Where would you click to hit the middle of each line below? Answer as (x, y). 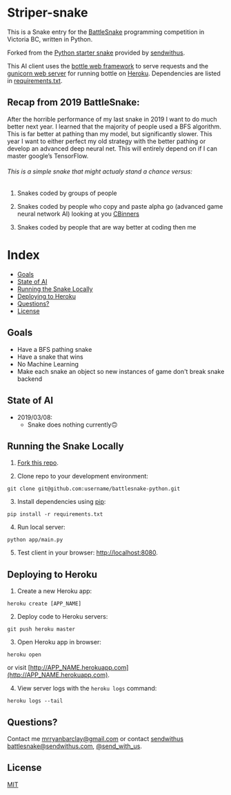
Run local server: (41, 527)
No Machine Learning (48, 364)
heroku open (24, 655)
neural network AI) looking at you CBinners (78, 214)
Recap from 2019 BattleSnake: (73, 103)
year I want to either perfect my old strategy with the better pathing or (107, 141)
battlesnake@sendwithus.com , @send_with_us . (75, 746)
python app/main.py (35, 540)
